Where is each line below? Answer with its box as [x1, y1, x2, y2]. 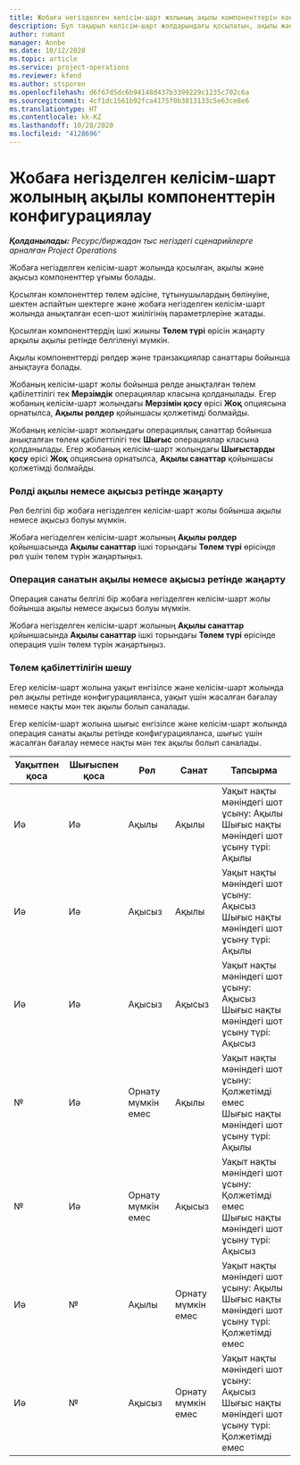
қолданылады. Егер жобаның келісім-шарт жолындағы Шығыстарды [9, 443, 275, 454]
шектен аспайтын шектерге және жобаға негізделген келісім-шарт [9, 298, 266, 309]
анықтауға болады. [9, 361, 82, 372]
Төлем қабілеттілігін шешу [9, 662, 132, 674]
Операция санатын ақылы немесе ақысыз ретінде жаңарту [9, 573, 286, 586]
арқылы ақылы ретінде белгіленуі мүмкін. [9, 334, 170, 345]
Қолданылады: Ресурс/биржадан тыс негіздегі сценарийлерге [9, 235, 254, 246]
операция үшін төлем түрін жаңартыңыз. [9, 640, 166, 650]
